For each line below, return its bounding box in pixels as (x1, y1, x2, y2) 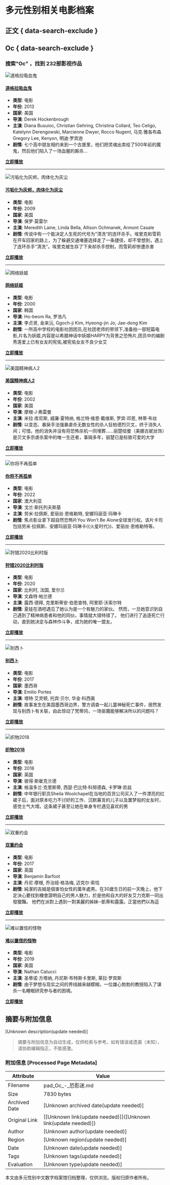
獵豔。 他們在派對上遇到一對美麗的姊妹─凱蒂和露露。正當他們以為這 (17, 899, 159, 905)
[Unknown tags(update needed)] (44, 1153, 122, 1160)
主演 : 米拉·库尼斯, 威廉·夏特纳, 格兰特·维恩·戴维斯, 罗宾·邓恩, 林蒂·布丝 (12, 415, 157, 421)
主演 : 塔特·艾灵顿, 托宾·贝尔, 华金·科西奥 (12, 695, 95, 701)
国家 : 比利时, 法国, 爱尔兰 (12, 587, 65, 593)
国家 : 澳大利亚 (12, 498, 42, 504)
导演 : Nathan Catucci (12, 969, 57, 975)
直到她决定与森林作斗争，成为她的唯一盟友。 (21, 619, 115, 625)
